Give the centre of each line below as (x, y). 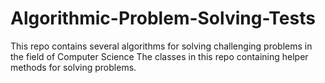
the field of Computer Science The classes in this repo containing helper (159, 56)
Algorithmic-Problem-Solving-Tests (163, 18)
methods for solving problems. (73, 67)
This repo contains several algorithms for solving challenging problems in (161, 46)
